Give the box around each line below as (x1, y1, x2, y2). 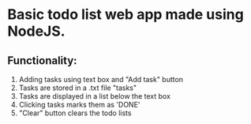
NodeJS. (7, 22, 66, 40)
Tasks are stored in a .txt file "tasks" (18, 83, 137, 92)
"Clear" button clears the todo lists (18, 108, 132, 118)
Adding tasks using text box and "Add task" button (18, 75, 183, 84)
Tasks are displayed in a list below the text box (18, 92, 171, 100)
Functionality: (7, 54, 77, 67)
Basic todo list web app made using (7, 6, 244, 24)
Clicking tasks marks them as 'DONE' (18, 100, 140, 109)
